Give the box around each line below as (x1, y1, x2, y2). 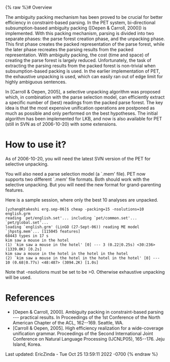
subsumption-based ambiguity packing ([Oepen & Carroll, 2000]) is (5, 25, 147, 31)
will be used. (5, 274, 32, 280)
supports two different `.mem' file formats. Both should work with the (5, 176, 150, 182)
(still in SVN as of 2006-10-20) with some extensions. (5, 121, 118, 127)
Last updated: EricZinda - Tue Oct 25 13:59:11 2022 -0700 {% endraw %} (5, 351, 158, 357)
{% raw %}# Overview (5, 5, 52, 10)
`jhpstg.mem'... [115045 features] (5, 228, 81, 234)
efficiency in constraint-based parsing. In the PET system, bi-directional (5, 20, 156, 25)
